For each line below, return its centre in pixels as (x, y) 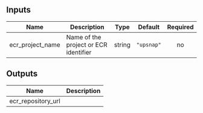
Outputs (22, 74)
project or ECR (87, 45)
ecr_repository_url (35, 101)
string (122, 45)
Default (149, 27)
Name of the (84, 37)
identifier (79, 52)
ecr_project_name (35, 45)
